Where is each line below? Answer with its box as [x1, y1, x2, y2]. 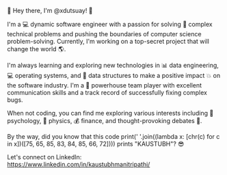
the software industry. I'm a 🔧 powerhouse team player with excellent [7, 81, 202, 89]
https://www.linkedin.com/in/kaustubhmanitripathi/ [7, 161, 150, 168]
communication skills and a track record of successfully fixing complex [7, 89, 207, 96]
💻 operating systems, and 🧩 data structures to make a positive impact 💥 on [7, 72, 221, 79]
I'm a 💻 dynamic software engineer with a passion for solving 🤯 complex [7, 21, 213, 28]
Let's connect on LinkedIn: [7, 153, 82, 161]
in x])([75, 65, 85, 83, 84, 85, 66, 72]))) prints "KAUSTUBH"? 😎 [7, 140, 185, 148]
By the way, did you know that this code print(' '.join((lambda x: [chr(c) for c [7, 133, 220, 140]
